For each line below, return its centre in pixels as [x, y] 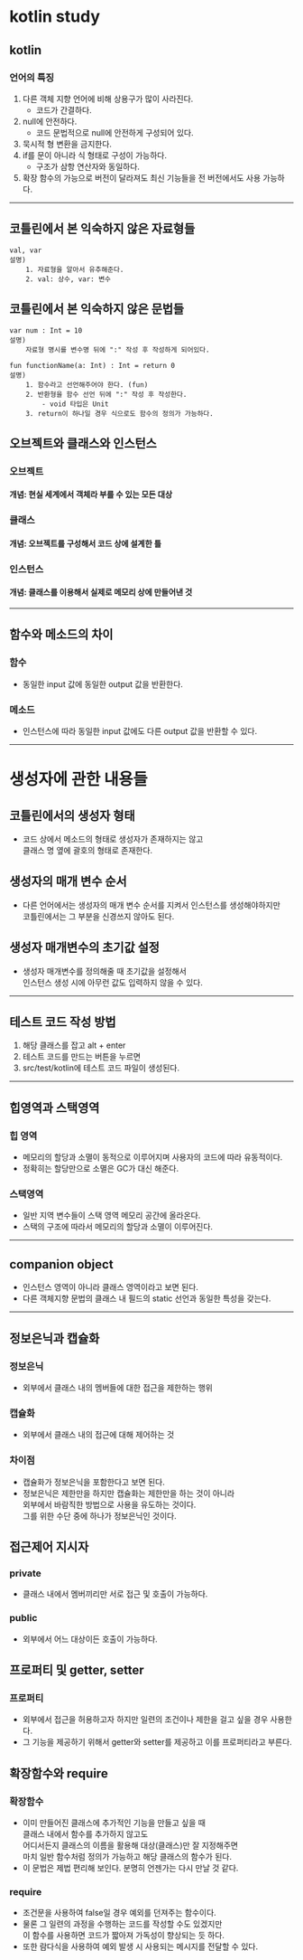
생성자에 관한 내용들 [79, 780]
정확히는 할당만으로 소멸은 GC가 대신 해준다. [101, 1169]
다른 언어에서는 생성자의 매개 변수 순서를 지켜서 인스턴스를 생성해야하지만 [151, 905]
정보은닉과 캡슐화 [55, 1338]
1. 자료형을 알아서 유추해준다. [75, 269]
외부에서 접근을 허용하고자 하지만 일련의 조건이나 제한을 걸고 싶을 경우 [145, 1720]
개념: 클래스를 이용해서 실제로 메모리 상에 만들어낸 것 [101, 592]
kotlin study [55, 17]
